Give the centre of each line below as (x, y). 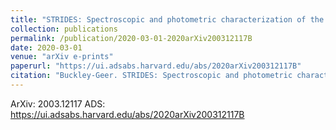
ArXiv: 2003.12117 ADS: (58, 103)
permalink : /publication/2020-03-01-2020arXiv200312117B (131, 38)
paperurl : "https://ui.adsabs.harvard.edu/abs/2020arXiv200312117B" (156, 66)
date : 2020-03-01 (46, 47)
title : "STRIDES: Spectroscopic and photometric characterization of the (167, 19)
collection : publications (64, 29)
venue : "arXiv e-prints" (62, 57)
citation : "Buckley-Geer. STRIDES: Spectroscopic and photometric (151, 76)
